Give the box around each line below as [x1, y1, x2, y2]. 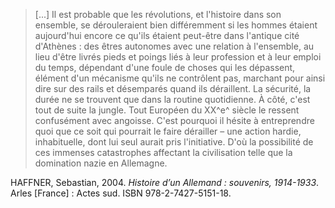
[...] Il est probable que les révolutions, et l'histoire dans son [34, 9, 282, 20]
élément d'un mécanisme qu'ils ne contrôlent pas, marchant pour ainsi [34, 72, 326, 84]
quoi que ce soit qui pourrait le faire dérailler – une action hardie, [34, 125, 302, 137]
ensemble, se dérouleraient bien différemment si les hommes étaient [34, 19, 318, 31]
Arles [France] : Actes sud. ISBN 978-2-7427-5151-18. [10, 187, 232, 199]
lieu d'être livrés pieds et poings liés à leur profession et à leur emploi [34, 51, 322, 63]
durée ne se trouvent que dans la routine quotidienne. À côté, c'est [34, 94, 311, 105]
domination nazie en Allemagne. [34, 157, 168, 169]
